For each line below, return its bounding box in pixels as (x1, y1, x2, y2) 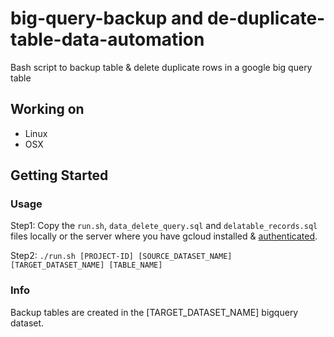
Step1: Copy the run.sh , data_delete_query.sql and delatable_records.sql (10, 220, 318, 232)
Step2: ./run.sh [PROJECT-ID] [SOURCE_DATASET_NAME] (10, 250, 233, 262)
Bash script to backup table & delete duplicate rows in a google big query (10, 61, 313, 73)
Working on (10, 101, 85, 118)
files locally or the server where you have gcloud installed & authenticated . (10, 230, 318, 242)
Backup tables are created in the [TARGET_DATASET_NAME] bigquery (10, 306, 299, 318)
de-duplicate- (207, 7, 326, 30)
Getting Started (10, 167, 109, 184)
